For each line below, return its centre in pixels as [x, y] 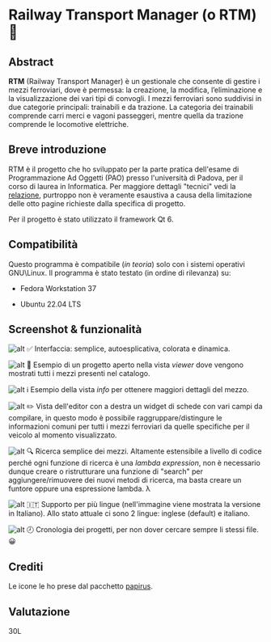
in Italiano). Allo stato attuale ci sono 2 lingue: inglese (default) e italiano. [129, 513]
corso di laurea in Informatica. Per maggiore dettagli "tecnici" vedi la [122, 186]
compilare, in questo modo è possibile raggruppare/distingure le [115, 418]
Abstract [31, 62]
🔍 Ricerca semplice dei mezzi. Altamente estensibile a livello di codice [144, 451]
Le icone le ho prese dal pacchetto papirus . [81, 586]
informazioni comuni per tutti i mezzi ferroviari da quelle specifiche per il [129, 427]
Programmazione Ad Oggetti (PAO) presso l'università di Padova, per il [126, 177]
